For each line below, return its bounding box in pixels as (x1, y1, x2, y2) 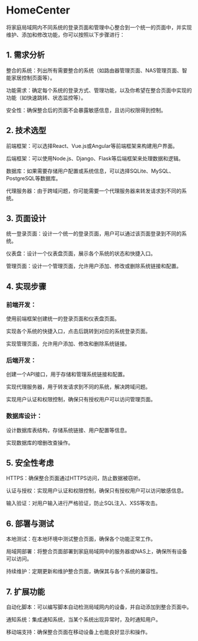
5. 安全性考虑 (6, 458, 54, 468)
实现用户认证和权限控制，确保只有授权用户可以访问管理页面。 (6, 396, 156, 403)
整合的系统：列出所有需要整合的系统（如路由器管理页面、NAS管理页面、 (6, 67, 183, 74)
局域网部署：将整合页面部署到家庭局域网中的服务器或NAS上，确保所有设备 (6, 548, 187, 555)
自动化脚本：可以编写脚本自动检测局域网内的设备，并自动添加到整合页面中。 (6, 603, 192, 610)
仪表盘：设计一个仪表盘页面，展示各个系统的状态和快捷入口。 (6, 250, 156, 257)
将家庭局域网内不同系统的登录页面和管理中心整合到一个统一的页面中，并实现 (6, 24, 192, 31)
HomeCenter (6, 4, 71, 17)
